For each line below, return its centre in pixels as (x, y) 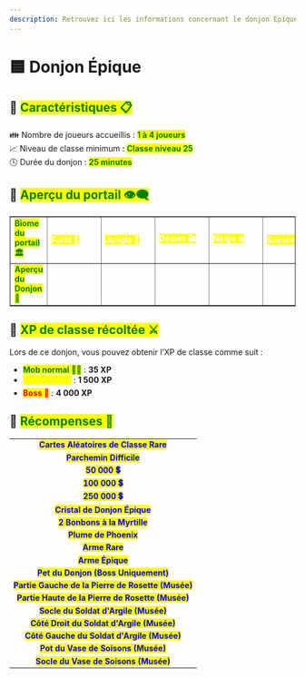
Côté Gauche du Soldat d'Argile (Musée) (103, 636)
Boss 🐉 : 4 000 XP (57, 393)
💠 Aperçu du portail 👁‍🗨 (79, 195)
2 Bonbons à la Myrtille (103, 522)
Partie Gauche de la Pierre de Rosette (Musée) (103, 585)
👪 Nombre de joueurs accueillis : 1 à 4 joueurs (98, 134)
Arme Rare (103, 547)
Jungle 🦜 (122, 240)
